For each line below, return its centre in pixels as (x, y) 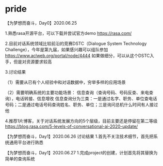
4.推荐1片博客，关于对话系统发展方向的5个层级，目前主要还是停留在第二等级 (81, 121)
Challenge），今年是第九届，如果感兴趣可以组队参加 (57, 49)
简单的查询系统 (20, 159)
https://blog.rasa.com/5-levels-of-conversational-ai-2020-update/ (72, 126)
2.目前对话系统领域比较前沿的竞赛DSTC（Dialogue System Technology (76, 43)
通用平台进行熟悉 (26, 142)
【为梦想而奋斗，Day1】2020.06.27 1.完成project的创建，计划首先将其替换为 (81, 152)
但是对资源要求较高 (33, 61)
